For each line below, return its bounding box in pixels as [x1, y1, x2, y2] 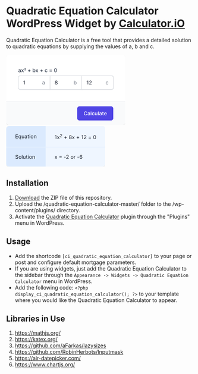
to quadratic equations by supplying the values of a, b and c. [6, 43, 155, 50]
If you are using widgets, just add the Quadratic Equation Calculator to [14, 265, 187, 272]
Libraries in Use [6, 313, 65, 323]
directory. [56, 206, 80, 213]
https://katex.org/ [14, 336, 58, 343]
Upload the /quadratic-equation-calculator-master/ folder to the [14, 200, 171, 208]
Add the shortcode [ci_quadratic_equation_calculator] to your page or [14, 252, 192, 259]
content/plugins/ [14, 206, 55, 213]
